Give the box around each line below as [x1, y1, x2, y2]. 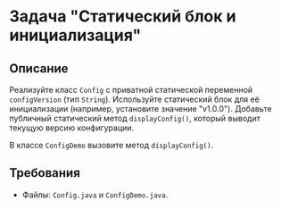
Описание [9, 61, 69, 76]
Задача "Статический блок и [9, 6, 236, 27]
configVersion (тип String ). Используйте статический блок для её [9, 94, 260, 104]
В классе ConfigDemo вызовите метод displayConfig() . [9, 140, 214, 150]
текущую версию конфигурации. [9, 122, 135, 133]
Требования [9, 165, 80, 180]
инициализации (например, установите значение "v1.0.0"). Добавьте [9, 104, 272, 113]
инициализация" [9, 25, 142, 46]
